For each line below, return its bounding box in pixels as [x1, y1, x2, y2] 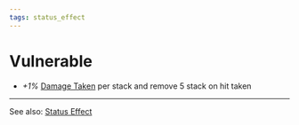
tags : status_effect [9, 12, 86, 22]
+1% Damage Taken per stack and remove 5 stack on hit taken [21, 81, 252, 91]
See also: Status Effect [9, 105, 93, 116]
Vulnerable [9, 51, 93, 71]
